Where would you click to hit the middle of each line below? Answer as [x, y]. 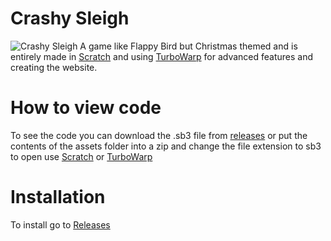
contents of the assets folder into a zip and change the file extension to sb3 [166, 146]
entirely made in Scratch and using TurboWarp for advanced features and [162, 56]
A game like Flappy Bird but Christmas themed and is [188, 46]
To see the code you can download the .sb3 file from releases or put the [159, 135]
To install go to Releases [60, 224]
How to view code [86, 108]
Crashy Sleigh [70, 18]
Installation [58, 197]
